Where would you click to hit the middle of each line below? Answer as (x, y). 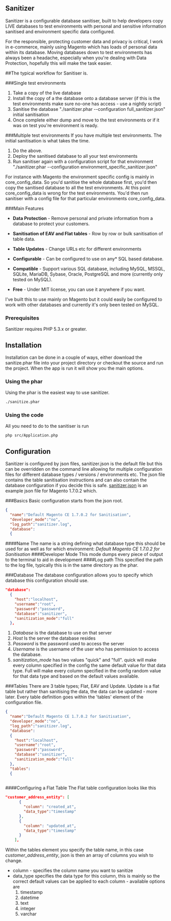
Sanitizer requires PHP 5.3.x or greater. (46, 329)
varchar (28, 914)
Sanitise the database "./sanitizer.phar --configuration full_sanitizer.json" (89, 109)
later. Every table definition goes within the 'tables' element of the (75, 697)
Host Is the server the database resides (54, 638)
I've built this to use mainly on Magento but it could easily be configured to (84, 299)
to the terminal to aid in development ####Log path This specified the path (84, 560)
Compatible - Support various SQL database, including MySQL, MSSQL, (89, 269)
